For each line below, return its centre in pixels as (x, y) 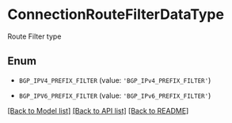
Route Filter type (34, 36)
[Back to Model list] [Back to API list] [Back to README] (98, 110)
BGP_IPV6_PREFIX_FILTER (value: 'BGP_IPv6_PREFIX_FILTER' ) (115, 95)
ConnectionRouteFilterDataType (116, 15)
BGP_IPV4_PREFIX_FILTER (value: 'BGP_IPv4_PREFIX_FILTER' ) (115, 80)
